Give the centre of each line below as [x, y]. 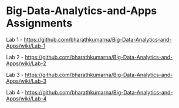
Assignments [39, 23]
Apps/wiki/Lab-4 [26, 99]
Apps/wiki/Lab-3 [26, 81]
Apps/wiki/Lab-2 [26, 63]
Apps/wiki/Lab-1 [26, 46]
